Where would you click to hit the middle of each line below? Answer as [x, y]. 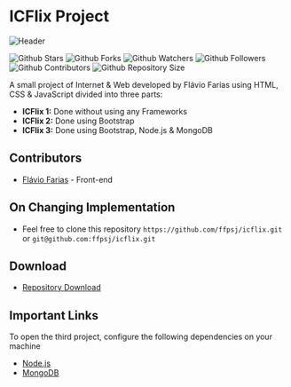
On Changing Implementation [92, 207]
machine [25, 346]
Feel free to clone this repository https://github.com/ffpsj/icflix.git [152, 229]
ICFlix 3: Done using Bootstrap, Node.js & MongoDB [117, 130]
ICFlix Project [59, 16]
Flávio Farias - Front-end [67, 179]
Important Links [54, 316]
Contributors [46, 158]
